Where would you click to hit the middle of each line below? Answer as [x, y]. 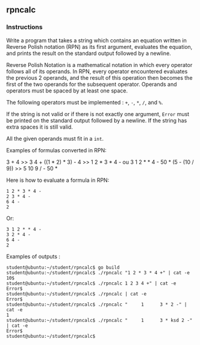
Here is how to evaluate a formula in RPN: [58, 180]
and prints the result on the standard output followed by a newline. [89, 53]
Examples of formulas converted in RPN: [56, 150]
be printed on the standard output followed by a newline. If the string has [97, 120]
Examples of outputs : [33, 256]
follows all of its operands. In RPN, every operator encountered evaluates [97, 71]
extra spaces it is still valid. [40, 127]
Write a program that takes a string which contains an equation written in [96, 40]
